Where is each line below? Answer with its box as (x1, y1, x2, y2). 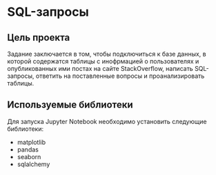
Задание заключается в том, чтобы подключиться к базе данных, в (7, 50, 206, 58)
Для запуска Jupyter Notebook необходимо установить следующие (7, 117, 207, 125)
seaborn (17, 152, 41, 161)
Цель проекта (7, 32, 70, 43)
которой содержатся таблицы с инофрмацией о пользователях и (7, 57, 199, 65)
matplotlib (17, 138, 46, 146)
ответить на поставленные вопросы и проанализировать (35, 72, 205, 80)
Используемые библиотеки (7, 99, 133, 111)
